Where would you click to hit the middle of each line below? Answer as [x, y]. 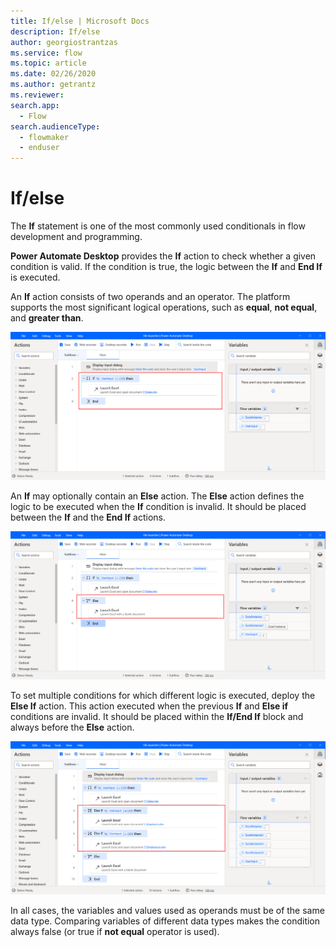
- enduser [39, 148]
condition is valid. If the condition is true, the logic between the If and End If [166, 267]
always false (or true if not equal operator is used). [115, 932]
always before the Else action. [72, 727]
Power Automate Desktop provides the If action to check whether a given [163, 256]
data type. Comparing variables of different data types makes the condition [165, 921]
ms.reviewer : [37, 95]
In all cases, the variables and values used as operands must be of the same [167, 911]
